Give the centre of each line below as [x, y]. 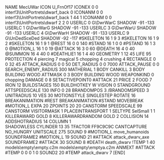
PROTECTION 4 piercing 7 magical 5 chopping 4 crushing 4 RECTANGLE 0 [81, 59]
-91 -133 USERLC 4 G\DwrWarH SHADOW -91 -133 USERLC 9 [67, 33]
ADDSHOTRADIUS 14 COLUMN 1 [38, 121]
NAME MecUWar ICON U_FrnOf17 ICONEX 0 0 [52, 7]
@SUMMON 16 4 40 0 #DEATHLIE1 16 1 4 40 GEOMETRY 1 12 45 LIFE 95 [78, 54]
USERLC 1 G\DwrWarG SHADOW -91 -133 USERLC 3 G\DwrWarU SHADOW [81, 28]
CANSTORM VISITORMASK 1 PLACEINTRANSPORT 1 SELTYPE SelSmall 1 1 [80, 111]
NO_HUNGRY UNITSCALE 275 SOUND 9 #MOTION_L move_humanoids [77, 132]
